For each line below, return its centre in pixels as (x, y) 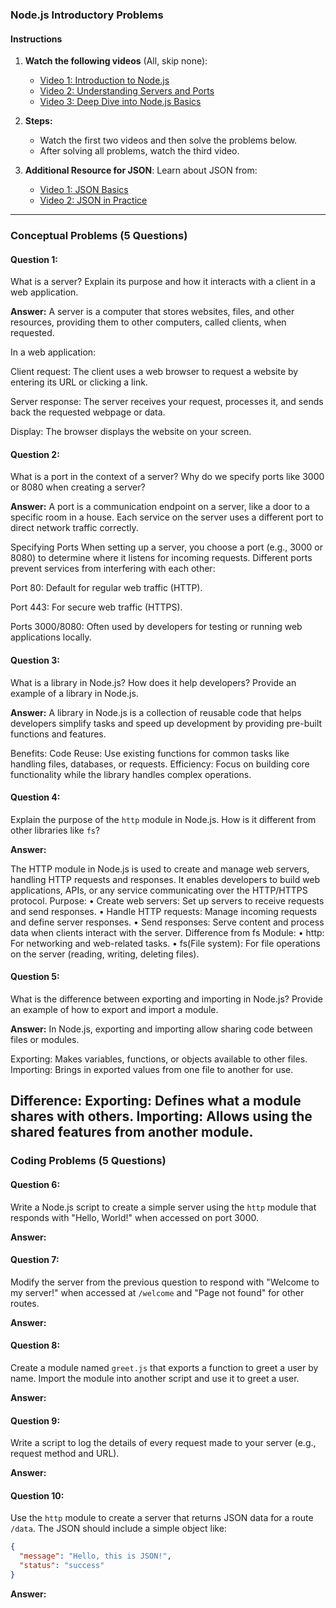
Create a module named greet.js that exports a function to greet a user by (164, 1367)
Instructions (36, 39)
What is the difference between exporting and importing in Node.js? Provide (166, 999)
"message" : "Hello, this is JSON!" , (95, 1556)
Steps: (38, 121)
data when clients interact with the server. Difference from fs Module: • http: (167, 932)
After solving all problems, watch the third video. (139, 151)
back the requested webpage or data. (88, 412)
